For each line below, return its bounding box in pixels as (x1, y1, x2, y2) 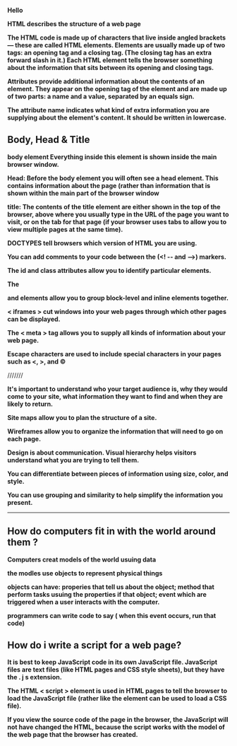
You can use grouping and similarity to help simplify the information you (7, 491, 224, 499)
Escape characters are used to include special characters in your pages (7, 349, 222, 358)
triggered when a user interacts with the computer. (7, 598, 160, 606)
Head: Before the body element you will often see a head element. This (7, 173, 219, 182)
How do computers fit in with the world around (7, 525, 217, 537)
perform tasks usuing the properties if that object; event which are (7, 590, 207, 598)
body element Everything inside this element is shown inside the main (7, 152, 217, 161)
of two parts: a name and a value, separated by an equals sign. (7, 92, 195, 100)
